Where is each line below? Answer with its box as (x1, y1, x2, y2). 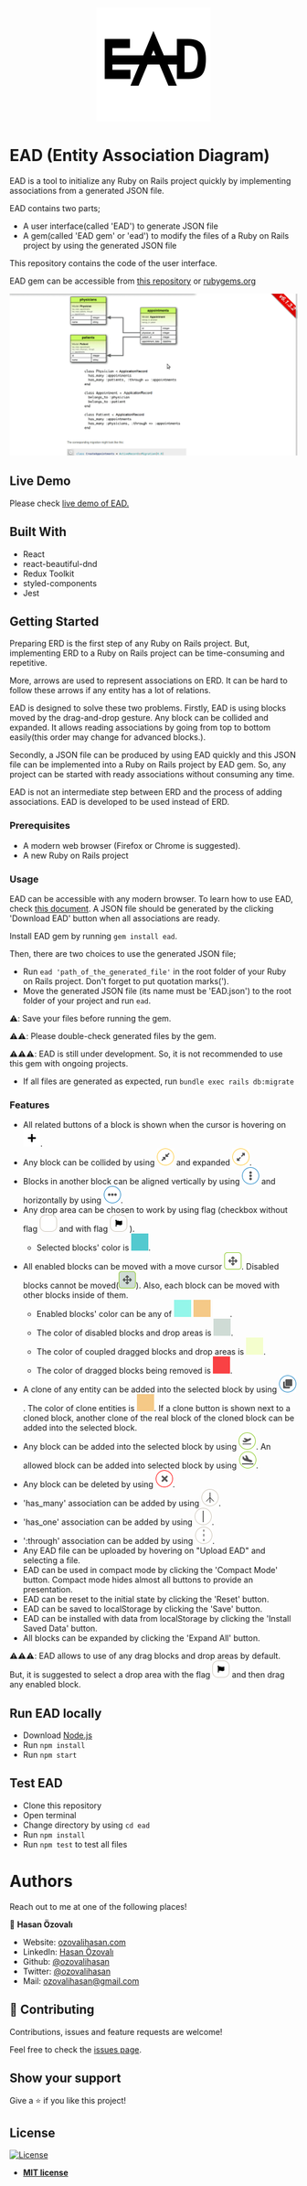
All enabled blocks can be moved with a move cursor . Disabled (22, 1261, 280, 1272)
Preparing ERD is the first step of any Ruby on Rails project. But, (9, 638, 250, 649)
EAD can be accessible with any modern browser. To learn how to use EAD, (9, 893, 294, 904)
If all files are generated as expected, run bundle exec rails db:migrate (22, 1076, 294, 1087)
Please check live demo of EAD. (9, 498, 130, 509)
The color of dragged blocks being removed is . (36, 1366, 233, 1377)
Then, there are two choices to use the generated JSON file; (9, 948, 237, 959)
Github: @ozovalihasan (22, 1956, 110, 1966)
